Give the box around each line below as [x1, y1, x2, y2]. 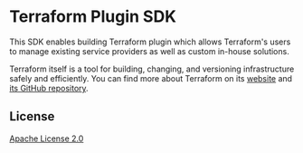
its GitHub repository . [9, 82, 89, 93]
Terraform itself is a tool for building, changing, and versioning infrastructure [9, 63, 295, 74]
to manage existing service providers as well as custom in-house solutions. [9, 45, 289, 56]
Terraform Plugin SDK [9, 6, 176, 27]
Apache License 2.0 [9, 133, 84, 144]
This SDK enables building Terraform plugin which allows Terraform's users [9, 36, 291, 47]
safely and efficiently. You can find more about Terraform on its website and [9, 72, 292, 83]
